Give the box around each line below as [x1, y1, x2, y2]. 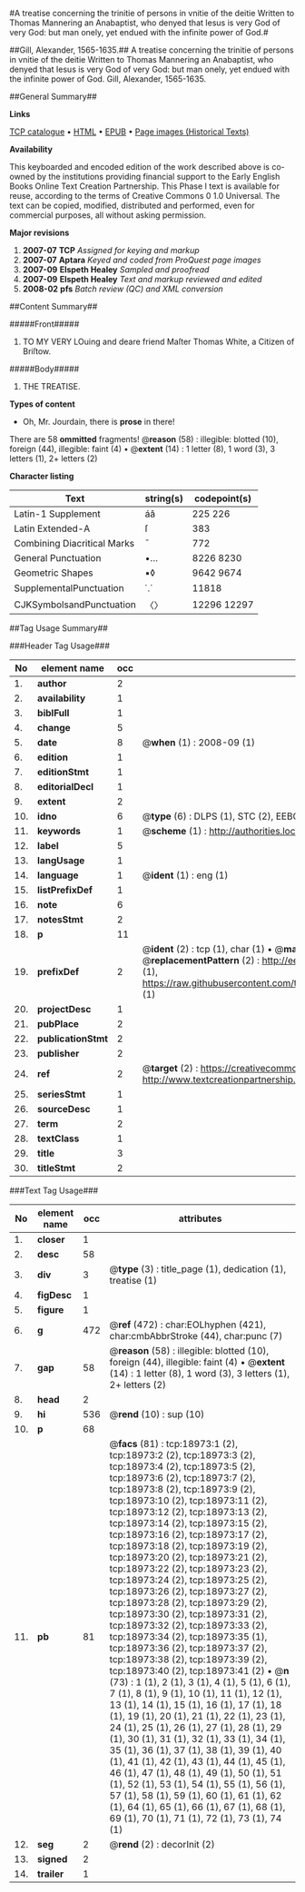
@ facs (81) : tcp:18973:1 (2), [109, 1438, 239, 1450]
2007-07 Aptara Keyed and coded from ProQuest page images [22, 254, 261, 265]
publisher [37, 1048, 80, 1059]
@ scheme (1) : [142, 825, 207, 837]
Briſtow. [22, 346, 52, 357]
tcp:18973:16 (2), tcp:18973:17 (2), [109, 1529, 268, 1541]
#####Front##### [9, 319, 80, 330]
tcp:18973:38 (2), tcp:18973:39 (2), [109, 1653, 268, 1665]
